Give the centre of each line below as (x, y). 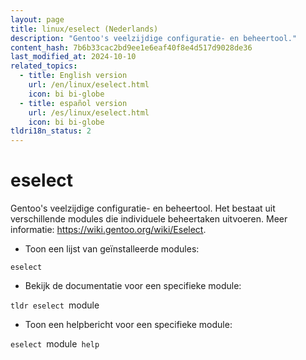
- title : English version (73, 76)
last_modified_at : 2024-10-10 (73, 57)
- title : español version (73, 103)
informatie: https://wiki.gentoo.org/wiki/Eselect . (108, 230)
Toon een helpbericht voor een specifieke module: (128, 325)
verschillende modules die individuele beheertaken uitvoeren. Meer (149, 219)
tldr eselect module (55, 305)
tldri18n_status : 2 (51, 131)
